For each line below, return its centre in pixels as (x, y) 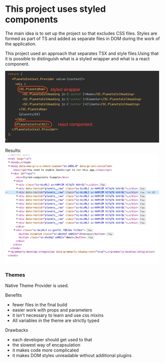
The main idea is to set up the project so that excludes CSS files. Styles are (81, 33)
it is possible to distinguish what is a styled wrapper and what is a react (78, 58)
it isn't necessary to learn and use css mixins (58, 316)
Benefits (14, 295)
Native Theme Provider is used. (37, 286)
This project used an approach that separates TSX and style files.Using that (82, 53)
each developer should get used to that (52, 340)
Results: (13, 151)
